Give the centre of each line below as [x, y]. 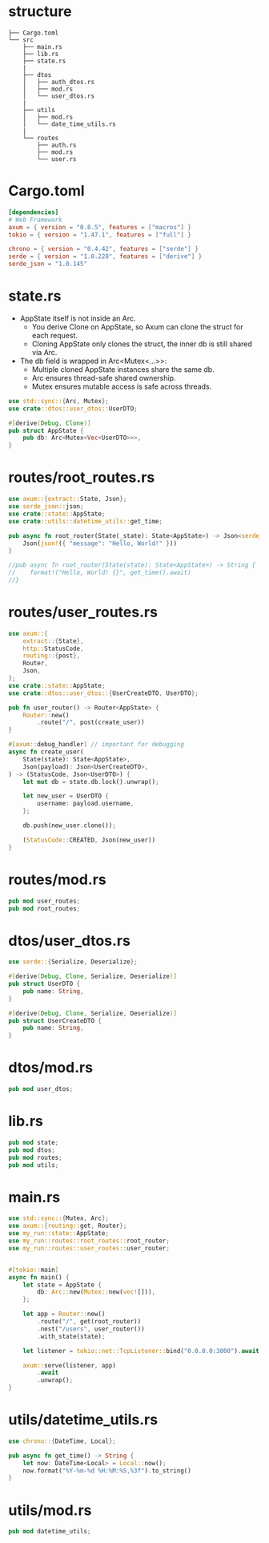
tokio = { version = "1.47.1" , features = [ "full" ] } [100, 235]
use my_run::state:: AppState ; [59, 1234]
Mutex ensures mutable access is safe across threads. [122, 386]
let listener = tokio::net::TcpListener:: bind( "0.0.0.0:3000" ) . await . [143, 1351]
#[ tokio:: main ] [34, 1270]
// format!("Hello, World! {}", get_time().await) [100, 573]
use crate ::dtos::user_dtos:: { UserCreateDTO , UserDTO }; [103, 693]
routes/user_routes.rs [83, 612]
